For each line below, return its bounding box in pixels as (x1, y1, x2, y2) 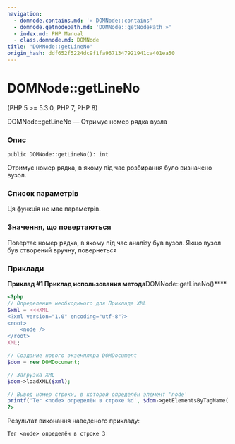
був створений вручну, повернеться (7, 245, 117, 255)
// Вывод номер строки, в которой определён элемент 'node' (7, 390, 188, 398)
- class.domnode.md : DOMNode (13, 37, 100, 44)
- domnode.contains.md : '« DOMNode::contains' (13, 17, 153, 24)
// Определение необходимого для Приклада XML (7, 300, 147, 307)
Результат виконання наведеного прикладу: (7, 416, 140, 425)
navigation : (7, 10, 42, 18)
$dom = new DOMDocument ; (7, 358, 80, 366)
